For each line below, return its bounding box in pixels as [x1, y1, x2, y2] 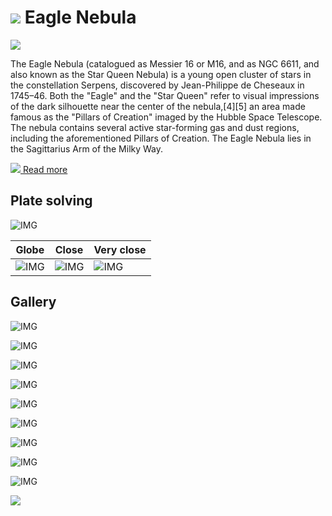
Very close [93, 242, 147, 256]
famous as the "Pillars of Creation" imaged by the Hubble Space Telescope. [10, 111, 323, 123]
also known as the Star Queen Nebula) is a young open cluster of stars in [10, 68, 312, 80]
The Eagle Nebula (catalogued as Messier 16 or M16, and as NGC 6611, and [10, 57, 320, 70]
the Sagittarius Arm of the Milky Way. [10, 142, 164, 155]
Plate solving [10, 192, 93, 210]
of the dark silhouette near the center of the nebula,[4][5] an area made [10, 100, 306, 112]
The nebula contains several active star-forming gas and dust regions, [10, 121, 300, 133]
